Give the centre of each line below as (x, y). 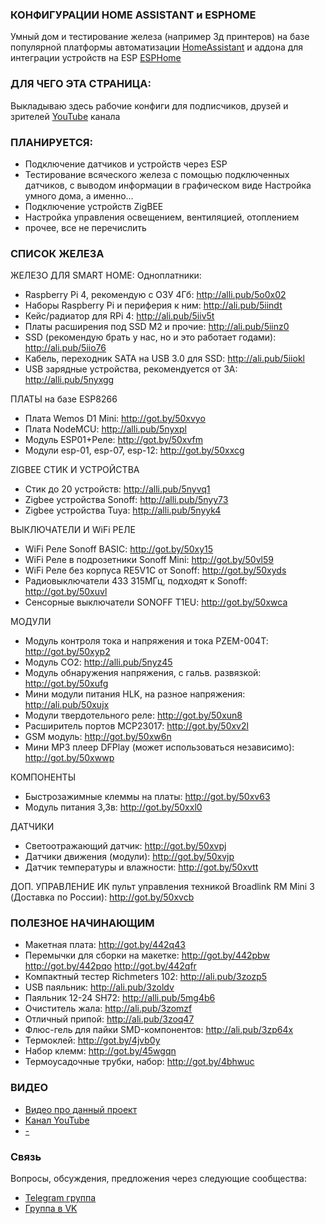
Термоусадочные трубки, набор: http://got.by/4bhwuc (139, 1062)
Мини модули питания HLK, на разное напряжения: (135, 694)
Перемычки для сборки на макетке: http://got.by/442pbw (147, 955)
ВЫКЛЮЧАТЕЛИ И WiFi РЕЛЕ (73, 530)
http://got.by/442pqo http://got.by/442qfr (110, 966)
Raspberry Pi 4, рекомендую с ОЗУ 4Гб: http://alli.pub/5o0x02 (155, 295)
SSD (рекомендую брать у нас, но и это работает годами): (150, 337)
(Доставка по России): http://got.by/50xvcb (102, 897)
